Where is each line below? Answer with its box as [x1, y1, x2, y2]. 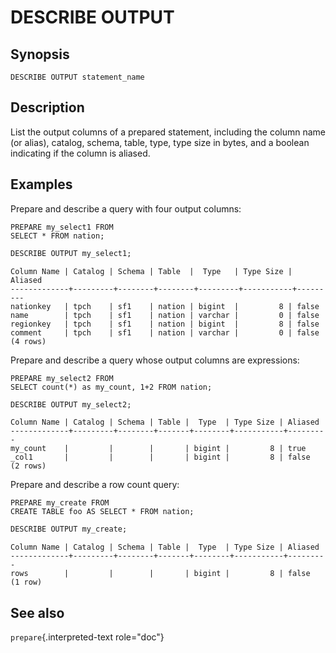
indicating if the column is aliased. [10, 147, 151, 159]
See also [10, 604, 65, 621]
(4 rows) [10, 336, 47, 346]
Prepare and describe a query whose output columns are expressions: [10, 354, 300, 366]
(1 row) [10, 577, 43, 588]
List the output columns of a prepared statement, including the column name [10, 126, 326, 138]
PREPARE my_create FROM [10, 498, 110, 508]
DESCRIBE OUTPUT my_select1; [10, 248, 132, 258]
